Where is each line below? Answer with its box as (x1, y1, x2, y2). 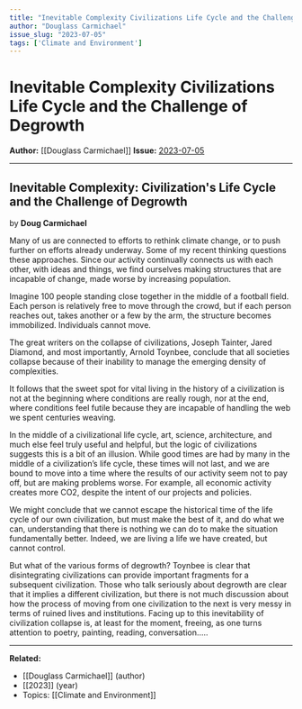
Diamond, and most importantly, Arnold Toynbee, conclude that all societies (9, 347, 290, 357)
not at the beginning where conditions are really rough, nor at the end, (9, 393, 270, 404)
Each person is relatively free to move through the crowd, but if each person (9, 301, 292, 311)
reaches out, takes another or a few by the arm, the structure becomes (9, 310, 271, 321)
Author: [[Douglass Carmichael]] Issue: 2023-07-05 (9, 145, 205, 156)
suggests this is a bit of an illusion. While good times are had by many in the (9, 449, 290, 459)
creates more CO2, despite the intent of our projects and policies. (9, 487, 253, 497)
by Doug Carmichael (9, 218, 87, 228)
